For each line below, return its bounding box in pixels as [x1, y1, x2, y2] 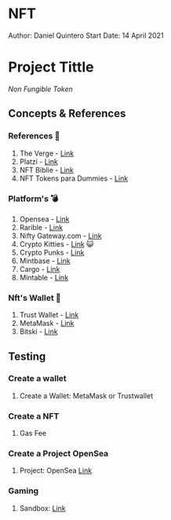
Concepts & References [8, 107, 126, 120]
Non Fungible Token [8, 84, 73, 93]
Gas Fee [19, 429, 47, 438]
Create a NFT [8, 410, 60, 421]
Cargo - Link [19, 264, 60, 273]
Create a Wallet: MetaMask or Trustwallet [19, 390, 154, 401]
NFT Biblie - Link [19, 165, 75, 174]
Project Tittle [8, 58, 94, 76]
